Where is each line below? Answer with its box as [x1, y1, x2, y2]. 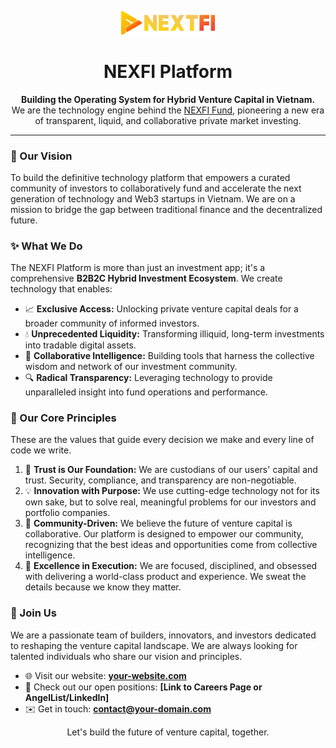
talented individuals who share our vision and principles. [10, 650, 243, 662]
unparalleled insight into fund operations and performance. [24, 386, 268, 398]
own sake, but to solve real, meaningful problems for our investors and [24, 496, 317, 508]
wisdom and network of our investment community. [24, 361, 238, 373]
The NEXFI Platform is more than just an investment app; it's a [10, 262, 266, 274]
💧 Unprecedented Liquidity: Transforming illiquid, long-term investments [24, 328, 325, 340]
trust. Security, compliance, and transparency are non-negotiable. [24, 474, 297, 486]
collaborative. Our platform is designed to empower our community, [24, 528, 304, 540]
